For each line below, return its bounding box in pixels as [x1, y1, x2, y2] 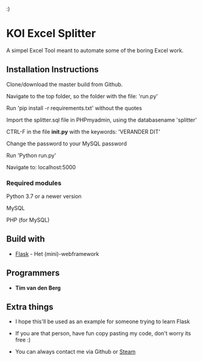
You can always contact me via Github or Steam [15, 348, 136, 356]
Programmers [6, 268, 60, 279]
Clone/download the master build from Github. [6, 81, 123, 88]
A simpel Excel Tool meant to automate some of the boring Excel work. [6, 46, 184, 54]
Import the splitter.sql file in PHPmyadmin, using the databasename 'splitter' [6, 116, 197, 123]
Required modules [6, 178, 62, 187]
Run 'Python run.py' [6, 151, 57, 159]
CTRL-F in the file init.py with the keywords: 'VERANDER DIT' [6, 128, 160, 135]
